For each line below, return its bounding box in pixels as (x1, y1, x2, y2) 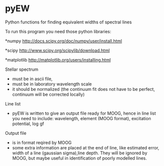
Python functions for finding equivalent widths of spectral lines (5, 19, 132, 25)
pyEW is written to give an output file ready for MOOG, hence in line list (12, 110, 156, 116)
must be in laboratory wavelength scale (12, 81, 92, 87)
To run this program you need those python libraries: (5, 28, 112, 34)
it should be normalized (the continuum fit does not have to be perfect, (12, 86, 155, 92)
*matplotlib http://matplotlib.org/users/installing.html (5, 57, 111, 62)
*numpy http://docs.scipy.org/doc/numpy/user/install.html (5, 38, 122, 44)
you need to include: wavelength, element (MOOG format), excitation (12, 115, 151, 121)
